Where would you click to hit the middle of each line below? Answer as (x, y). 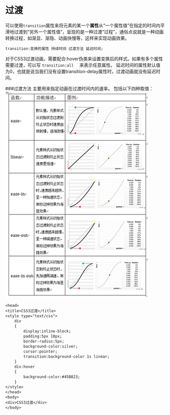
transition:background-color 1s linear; (67, 356)
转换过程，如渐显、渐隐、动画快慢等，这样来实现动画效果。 (67, 38)
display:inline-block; (47, 331)
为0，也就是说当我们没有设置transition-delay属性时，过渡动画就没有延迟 (81, 71)
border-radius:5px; (44, 341)
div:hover (25, 367)
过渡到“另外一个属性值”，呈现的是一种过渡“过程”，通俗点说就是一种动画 (89, 31)
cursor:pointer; (40, 351)
